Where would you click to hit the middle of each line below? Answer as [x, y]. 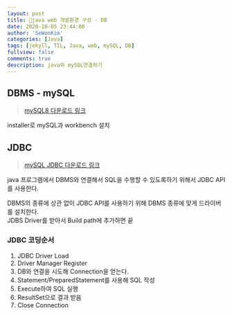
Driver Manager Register [52, 263]
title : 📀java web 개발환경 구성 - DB [57, 20]
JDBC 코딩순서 [31, 240]
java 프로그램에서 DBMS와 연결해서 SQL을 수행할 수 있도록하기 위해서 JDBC [111, 180]
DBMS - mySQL [41, 93]
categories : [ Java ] [35, 39]
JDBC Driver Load [43, 255]
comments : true [29, 59]
